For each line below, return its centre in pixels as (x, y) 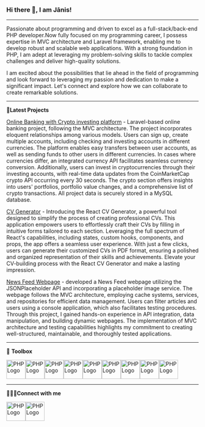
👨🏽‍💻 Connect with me (34, 393)
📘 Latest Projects (28, 110)
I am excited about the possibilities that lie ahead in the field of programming (103, 73)
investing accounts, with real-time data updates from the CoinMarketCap (98, 174)
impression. (21, 270)
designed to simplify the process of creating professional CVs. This (91, 218)
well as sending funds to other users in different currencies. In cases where (101, 155)
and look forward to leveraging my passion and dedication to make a (92, 79)
